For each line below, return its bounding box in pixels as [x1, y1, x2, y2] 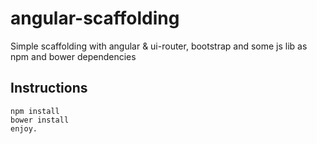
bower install [10, 115, 70, 125]
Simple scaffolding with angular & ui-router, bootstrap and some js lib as [10, 40, 308, 52]
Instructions [10, 80, 88, 97]
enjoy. [10, 123, 38, 134]
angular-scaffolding [10, 7, 180, 30]
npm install [10, 106, 60, 116]
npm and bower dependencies [10, 50, 137, 62]
